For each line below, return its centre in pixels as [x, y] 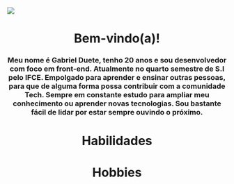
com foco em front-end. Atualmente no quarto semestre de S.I [117, 69]
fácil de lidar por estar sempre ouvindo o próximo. [117, 112]
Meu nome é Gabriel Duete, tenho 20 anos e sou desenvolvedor [117, 60]
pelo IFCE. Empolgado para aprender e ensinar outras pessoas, [117, 78]
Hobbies [117, 173]
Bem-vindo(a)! [117, 39]
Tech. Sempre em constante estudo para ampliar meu [117, 95]
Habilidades [117, 141]
